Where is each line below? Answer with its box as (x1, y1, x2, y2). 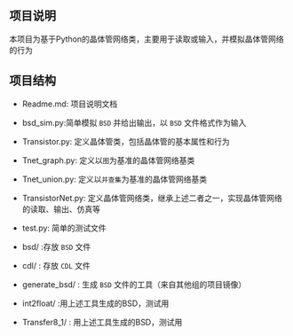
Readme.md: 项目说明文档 (21, 98, 118, 109)
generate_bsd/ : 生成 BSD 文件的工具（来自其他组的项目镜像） (21, 278, 247, 290)
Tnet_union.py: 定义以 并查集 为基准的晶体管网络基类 (21, 174, 207, 184)
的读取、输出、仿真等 (21, 203, 100, 215)
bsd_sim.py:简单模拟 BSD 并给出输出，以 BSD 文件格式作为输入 (21, 117, 247, 128)
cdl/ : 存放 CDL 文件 (21, 260, 91, 270)
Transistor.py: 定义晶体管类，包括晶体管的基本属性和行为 (21, 136, 231, 146)
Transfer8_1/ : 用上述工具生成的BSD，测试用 (21, 316, 183, 327)
